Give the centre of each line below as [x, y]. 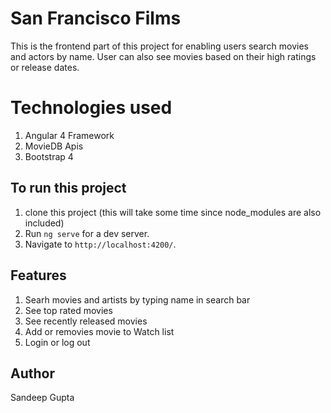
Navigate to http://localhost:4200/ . [100, 244]
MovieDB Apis [54, 146]
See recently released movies [86, 321]
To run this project [68, 188]
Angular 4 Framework [69, 135]
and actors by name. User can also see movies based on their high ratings [163, 56]
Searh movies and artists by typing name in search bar [137, 299]
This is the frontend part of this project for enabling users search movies [159, 46]
